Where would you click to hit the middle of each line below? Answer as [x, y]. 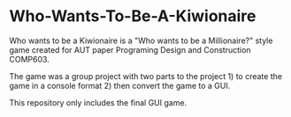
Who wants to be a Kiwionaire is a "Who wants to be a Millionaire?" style [141, 40]
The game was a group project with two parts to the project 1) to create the [146, 76]
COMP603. [30, 59]
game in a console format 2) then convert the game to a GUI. [120, 85]
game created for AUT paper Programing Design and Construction [130, 49]
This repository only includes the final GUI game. [98, 102]
